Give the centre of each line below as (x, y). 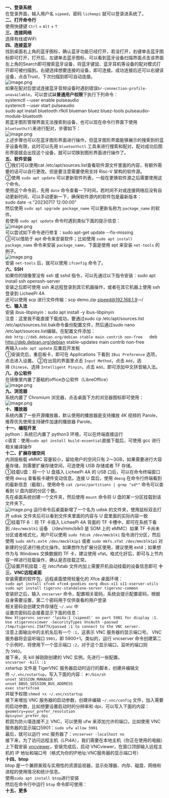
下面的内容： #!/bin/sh (82, 674)
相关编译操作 (18, 447)
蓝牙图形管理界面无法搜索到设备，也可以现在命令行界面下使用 (73, 122)
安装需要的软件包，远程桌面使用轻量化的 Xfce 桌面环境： (64, 579)
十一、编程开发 (21, 428)
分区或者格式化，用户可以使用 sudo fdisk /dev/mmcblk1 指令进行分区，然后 (83, 535)
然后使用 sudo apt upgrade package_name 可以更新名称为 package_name (77, 208)
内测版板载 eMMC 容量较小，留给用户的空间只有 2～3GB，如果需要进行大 (81, 459)
